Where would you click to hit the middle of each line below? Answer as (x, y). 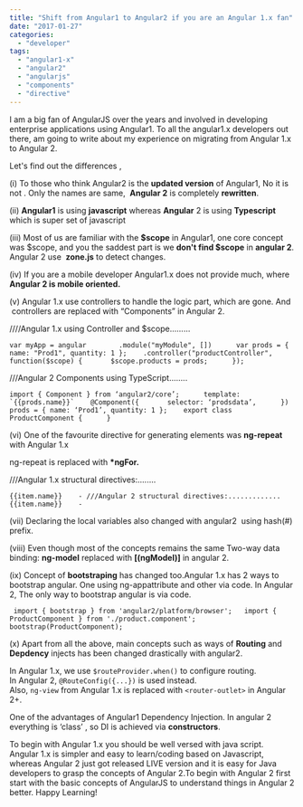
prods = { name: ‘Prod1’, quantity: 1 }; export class (121, 410)
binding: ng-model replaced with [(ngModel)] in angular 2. (119, 557)
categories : (32, 34)
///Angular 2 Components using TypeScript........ (99, 377)
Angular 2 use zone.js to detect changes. (88, 256)
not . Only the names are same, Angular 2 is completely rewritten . (134, 193)
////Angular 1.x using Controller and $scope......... (100, 328)
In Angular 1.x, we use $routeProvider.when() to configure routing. (133, 670)
